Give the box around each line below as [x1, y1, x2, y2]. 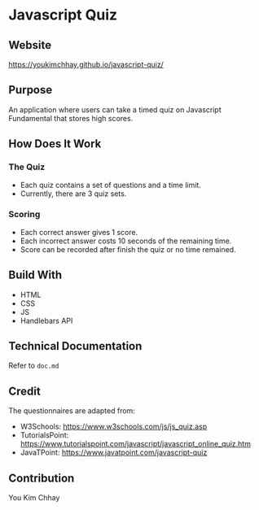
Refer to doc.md [8, 360, 59, 371]
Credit [8, 384, 41, 398]
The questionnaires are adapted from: [8, 406, 136, 416]
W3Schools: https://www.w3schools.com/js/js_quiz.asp [20, 421, 208, 432]
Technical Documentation [8, 339, 143, 353]
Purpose [8, 83, 53, 97]
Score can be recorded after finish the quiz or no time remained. [20, 244, 236, 254]
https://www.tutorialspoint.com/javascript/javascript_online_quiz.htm [20, 439, 251, 449]
